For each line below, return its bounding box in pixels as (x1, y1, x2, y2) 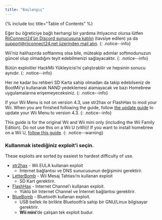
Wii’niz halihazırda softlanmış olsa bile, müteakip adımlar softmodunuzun (5, 50, 151, 56)
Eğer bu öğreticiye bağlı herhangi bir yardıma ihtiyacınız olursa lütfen (5, 30, 143, 36)
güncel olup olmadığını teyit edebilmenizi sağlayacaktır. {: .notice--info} (5, 55, 148, 61)
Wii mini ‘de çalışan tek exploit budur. (19, 209, 94, 215)
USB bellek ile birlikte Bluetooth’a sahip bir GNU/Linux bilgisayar (19, 199, 148, 205)
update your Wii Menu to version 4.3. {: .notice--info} (5, 110, 112, 116)
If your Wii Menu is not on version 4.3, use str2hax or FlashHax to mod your (5, 99, 157, 105)
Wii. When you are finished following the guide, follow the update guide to (5, 104, 154, 110)
